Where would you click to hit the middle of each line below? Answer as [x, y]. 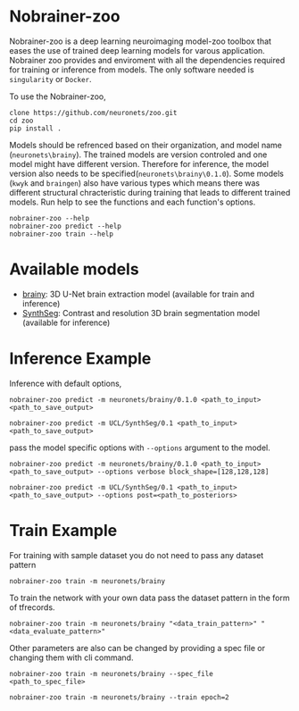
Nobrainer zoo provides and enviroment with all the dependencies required [147, 60]
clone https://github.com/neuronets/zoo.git [93, 113]
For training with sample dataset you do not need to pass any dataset [137, 555]
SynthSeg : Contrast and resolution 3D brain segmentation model [141, 313]
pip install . [36, 128]
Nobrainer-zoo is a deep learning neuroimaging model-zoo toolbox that [141, 41]
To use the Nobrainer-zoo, [58, 96]
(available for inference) [66, 322]
